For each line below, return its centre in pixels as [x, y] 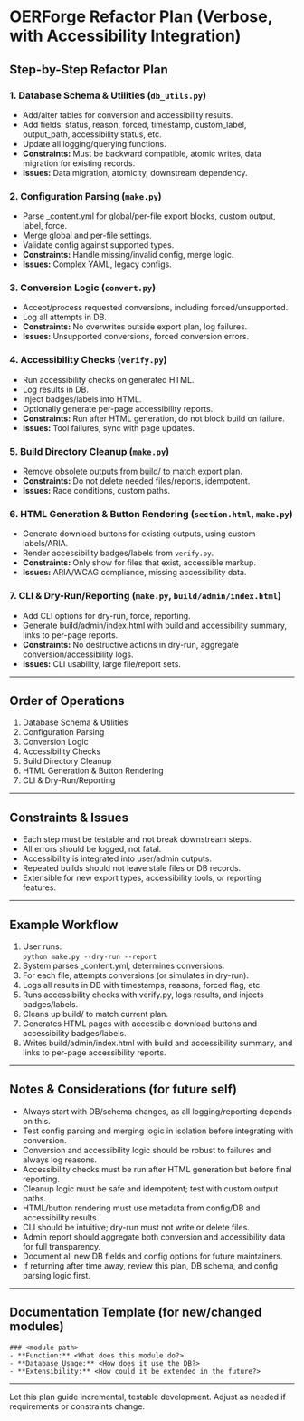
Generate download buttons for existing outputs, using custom [139, 534]
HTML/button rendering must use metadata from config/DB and [141, 1208]
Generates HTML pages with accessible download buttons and [140, 1024]
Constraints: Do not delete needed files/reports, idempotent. [136, 481]
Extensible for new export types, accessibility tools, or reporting [142, 878]
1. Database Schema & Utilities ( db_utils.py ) [108, 95]
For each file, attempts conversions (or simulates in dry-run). [135, 975]
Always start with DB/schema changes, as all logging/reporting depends [157, 1111]
